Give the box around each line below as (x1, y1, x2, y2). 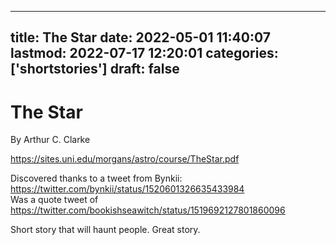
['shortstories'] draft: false (10, 61, 180, 78)
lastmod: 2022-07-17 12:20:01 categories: (10, 45, 279, 62)
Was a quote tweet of (10, 194, 99, 206)
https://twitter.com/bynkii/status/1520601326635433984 (10, 183, 245, 195)
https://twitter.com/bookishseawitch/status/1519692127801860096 (10, 204, 286, 216)
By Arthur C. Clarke (10, 134, 91, 146)
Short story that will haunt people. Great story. (10, 224, 201, 236)
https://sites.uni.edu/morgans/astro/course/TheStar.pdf (10, 153, 240, 165)
